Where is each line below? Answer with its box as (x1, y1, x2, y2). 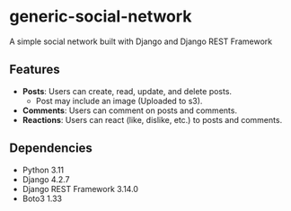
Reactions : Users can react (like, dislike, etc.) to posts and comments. (22, 114, 283, 125)
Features (9, 62, 60, 77)
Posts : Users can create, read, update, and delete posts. (22, 85, 232, 96)
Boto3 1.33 (22, 193, 63, 204)
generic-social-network (9, 6, 192, 27)
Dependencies (9, 141, 93, 156)
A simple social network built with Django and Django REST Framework (9, 36, 272, 47)
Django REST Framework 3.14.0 (22, 183, 139, 194)
